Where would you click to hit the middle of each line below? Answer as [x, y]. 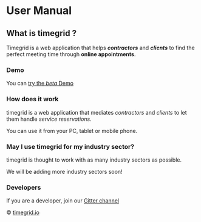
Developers [24, 187]
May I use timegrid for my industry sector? [70, 146]
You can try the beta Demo [40, 84]
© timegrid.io [23, 213]
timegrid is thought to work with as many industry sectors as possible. [94, 160]
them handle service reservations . [49, 119]
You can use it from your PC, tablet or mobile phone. [72, 131]
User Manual [39, 11]
